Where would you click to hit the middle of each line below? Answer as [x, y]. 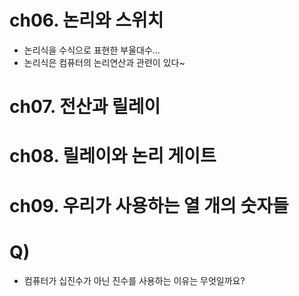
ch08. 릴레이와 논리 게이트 [113, 156]
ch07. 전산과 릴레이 [85, 107]
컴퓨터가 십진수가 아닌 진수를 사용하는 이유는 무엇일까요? [134, 281]
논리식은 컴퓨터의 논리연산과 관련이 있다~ [104, 62]
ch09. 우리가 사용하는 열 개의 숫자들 [149, 205]
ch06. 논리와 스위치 [86, 20]
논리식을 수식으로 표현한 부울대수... [92, 50]
